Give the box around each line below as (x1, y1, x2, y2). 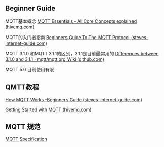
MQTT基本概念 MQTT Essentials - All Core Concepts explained (5, 18, 137, 24)
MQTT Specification (5, 136, 47, 142)
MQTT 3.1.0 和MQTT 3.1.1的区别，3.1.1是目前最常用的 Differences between (5, 50, 159, 56)
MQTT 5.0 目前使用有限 (5, 66, 54, 72)
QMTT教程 (5, 83, 39, 92)
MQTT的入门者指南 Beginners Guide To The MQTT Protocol (5, 34, 130, 40)
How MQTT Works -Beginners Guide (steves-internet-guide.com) (5, 96, 142, 103)
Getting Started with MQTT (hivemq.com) (5, 106, 92, 113)
